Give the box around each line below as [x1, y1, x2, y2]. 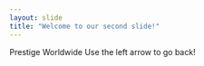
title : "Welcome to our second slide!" [9, 22, 160, 31]
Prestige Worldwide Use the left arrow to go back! [9, 46, 197, 57]
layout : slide [9, 13, 63, 23]
